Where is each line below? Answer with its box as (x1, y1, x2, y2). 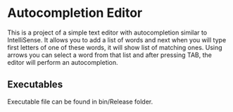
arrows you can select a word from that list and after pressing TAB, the (7, 51, 213, 59)
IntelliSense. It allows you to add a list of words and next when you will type (7, 35, 227, 44)
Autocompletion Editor (7, 5, 143, 21)
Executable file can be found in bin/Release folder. (7, 97, 153, 106)
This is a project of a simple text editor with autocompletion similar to (7, 28, 208, 37)
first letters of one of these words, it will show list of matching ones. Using (7, 43, 223, 51)
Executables (7, 79, 63, 91)
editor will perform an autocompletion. (7, 58, 118, 66)
